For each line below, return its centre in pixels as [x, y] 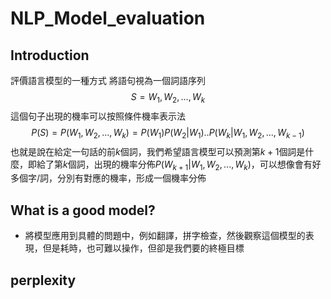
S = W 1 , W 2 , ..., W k [168, 98]
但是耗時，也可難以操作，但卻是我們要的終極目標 [143, 248]
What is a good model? [83, 210]
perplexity [43, 280]
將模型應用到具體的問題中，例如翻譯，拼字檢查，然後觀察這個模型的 [165, 236]
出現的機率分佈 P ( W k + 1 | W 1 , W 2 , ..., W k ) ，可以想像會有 [203, 165]
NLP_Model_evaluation [108, 18]
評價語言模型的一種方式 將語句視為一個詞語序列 [108, 80]
